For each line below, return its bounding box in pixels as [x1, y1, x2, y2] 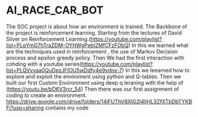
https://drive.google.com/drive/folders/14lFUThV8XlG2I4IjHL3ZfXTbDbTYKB [6, 98, 192, 105]
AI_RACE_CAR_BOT [6, 4, 104, 17]
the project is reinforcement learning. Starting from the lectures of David [6, 29, 182, 36]
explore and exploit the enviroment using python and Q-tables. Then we [6, 73, 181, 80]
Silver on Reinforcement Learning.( [6, 35, 91, 42]
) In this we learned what [128, 42, 189, 49]
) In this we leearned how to [122, 66, 190, 73]
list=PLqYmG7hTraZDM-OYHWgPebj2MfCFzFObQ [6, 42, 129, 49]
